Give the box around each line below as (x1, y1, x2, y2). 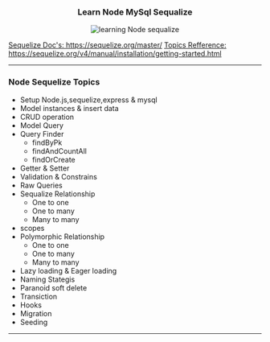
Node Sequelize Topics (8, 76, 100, 88)
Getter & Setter (19, 163, 70, 173)
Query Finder (19, 129, 64, 138)
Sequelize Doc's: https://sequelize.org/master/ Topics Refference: (8, 40, 227, 50)
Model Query (19, 120, 64, 130)
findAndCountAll (31, 146, 87, 155)
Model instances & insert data (19, 103, 119, 113)
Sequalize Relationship (19, 188, 96, 199)
